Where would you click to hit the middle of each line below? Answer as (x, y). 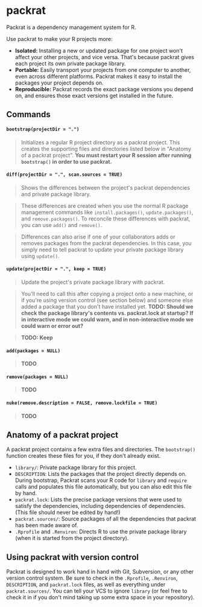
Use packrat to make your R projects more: (59, 39)
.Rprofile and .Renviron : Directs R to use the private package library (101, 532)
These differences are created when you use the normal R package (105, 205)
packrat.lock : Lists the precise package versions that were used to (98, 499)
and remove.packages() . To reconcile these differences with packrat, (106, 219)
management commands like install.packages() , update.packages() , (107, 212)
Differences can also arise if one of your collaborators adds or (98, 237)
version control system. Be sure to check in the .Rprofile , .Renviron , (92, 578)
